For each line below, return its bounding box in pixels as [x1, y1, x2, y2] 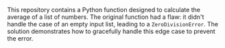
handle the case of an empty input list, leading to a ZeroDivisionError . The [7, 20, 218, 28]
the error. [7, 34, 34, 43]
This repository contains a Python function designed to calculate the [7, 6, 201, 14]
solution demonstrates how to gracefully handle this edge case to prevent [7, 27, 216, 35]
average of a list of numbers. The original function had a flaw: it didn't [7, 13, 204, 21]
